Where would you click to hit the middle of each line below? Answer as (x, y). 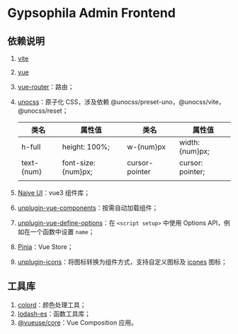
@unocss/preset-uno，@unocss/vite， (168, 102)
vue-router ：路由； (46, 87)
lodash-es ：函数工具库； (54, 313)
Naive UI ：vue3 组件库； (54, 193)
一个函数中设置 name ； (62, 232)
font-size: (79, 163)
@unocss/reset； (43, 111)
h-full (31, 147)
